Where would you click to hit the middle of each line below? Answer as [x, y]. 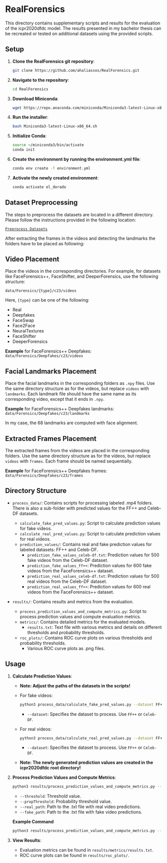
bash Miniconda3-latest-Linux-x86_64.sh [55, 126]
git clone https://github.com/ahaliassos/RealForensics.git [76, 70]
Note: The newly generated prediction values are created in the [86, 763]
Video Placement [32, 259]
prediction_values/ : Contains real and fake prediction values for [86, 544]
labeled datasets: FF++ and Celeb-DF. [59, 549]
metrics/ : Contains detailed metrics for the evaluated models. [83, 622]
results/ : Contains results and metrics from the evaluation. [73, 601]
